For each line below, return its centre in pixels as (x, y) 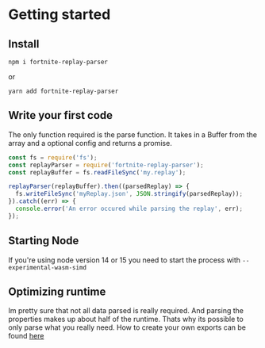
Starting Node (44, 241)
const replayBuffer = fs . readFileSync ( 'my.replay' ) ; (97, 172)
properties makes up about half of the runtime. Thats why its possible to (126, 319)
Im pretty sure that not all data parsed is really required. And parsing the (126, 311)
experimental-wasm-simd (48, 267)
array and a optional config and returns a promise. (90, 143)
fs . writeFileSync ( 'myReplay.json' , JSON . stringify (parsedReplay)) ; (129, 194)
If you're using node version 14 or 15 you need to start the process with (124, 260)
